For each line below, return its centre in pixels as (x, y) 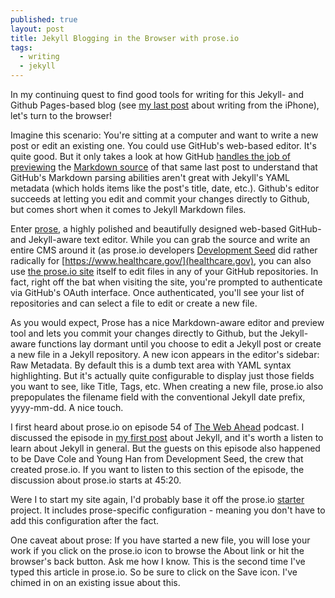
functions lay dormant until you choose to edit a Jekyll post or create (180, 344)
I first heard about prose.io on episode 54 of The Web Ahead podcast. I (157, 427)
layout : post (37, 29)
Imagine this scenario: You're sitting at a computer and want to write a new (164, 135)
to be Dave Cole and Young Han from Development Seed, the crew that (157, 459)
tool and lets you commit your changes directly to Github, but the (144, 333)
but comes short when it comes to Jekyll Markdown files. (128, 209)
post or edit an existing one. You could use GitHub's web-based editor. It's (163, 145)
